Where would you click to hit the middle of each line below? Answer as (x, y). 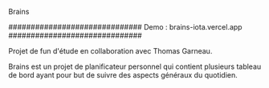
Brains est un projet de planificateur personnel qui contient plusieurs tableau (135, 66)
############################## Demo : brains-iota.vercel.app (125, 27)
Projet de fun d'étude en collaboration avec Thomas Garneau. (110, 51)
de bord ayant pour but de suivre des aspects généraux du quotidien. (123, 75)
